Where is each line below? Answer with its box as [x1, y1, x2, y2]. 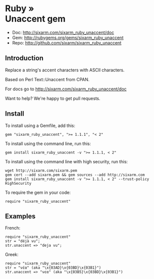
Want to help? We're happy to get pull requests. [5, 95, 101, 101]
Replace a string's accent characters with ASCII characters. [5, 67, 125, 73]
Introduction [5, 54, 44, 63]
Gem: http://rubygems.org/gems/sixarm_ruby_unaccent [12, 35, 124, 41]
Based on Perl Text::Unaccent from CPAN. [5, 76, 90, 82]
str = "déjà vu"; [5, 239, 40, 244]
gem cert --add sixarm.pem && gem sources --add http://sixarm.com [5, 172, 145, 177]
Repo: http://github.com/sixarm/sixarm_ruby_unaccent [12, 40, 122, 45]
